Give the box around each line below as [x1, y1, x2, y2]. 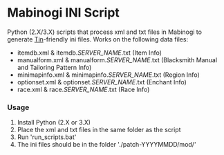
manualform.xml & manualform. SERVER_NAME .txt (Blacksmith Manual [17, 55, 218, 64]
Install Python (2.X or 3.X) [17, 118, 91, 127]
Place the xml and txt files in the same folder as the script [17, 126, 181, 134]
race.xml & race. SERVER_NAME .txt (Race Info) [17, 85, 150, 93]
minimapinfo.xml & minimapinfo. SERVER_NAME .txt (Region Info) [17, 71, 200, 79]
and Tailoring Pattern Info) [17, 63, 92, 71]
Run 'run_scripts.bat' [17, 133, 77, 141]
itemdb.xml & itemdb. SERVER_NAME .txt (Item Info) [17, 48, 162, 57]
